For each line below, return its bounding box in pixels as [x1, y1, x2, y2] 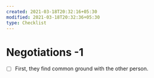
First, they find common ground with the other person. [14, 65, 149, 72]
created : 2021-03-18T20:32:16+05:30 [6, 8, 97, 15]
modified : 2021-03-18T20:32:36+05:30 [6, 14, 100, 20]
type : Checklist [6, 20, 47, 26]
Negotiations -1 [6, 45, 84, 59]
